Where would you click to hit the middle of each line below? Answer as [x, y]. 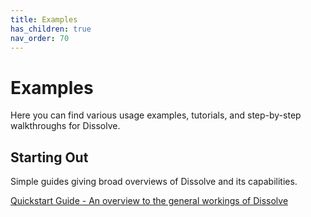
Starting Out [49, 157]
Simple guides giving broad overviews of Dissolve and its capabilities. [154, 182]
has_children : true [51, 29]
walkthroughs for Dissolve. [65, 126]
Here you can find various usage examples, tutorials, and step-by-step [156, 115]
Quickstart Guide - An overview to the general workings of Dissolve [149, 201]
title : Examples [44, 19]
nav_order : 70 [40, 38]
